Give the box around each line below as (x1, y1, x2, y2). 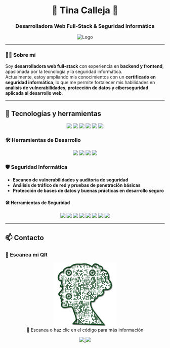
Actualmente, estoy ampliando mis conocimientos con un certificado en (5, 73, 156, 80)
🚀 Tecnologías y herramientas (5, 109, 101, 118)
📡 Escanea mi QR (5, 251, 48, 258)
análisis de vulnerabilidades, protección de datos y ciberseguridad (5, 85, 149, 91)
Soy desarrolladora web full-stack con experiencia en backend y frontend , (5, 63, 164, 69)
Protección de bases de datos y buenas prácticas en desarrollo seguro (12, 187, 164, 194)
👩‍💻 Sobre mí (5, 52, 36, 59)
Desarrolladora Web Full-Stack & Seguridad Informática (15, 23, 155, 30)
